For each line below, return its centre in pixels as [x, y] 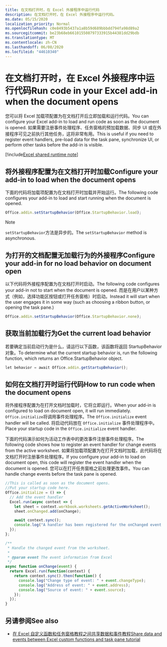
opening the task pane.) [30, 307]
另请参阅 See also [32, 621]
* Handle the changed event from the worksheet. [59, 548]
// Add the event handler [37, 497]
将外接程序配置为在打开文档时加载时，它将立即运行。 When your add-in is [81, 405]
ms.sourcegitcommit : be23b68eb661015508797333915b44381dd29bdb [72, 33]
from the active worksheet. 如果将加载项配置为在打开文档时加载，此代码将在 [83, 451]
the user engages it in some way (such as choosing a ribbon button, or [78, 302]
